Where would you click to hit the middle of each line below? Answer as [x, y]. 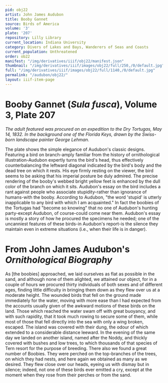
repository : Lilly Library [33, 38]
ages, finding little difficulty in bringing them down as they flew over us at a [82, 290]
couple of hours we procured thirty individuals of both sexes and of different [84, 284]
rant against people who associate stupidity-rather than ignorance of [76, 192]
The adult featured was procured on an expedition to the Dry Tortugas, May [84, 129]
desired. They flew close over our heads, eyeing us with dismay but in [77, 364]
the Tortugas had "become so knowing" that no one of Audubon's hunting [81, 208]
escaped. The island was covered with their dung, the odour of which [77, 327]
